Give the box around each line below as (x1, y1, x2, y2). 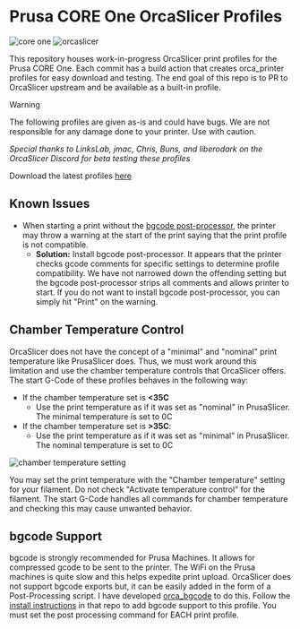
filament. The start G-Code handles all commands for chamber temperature (9, 493, 288, 504)
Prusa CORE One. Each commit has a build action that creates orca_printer (9, 63, 285, 73)
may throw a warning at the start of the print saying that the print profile (21, 229, 287, 240)
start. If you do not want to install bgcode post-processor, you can (35, 287, 280, 297)
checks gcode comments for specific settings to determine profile (35, 258, 280, 269)
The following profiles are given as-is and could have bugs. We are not (9, 116, 270, 127)
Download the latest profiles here (9, 170, 133, 181)
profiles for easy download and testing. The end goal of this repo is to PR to (9, 72, 288, 82)
